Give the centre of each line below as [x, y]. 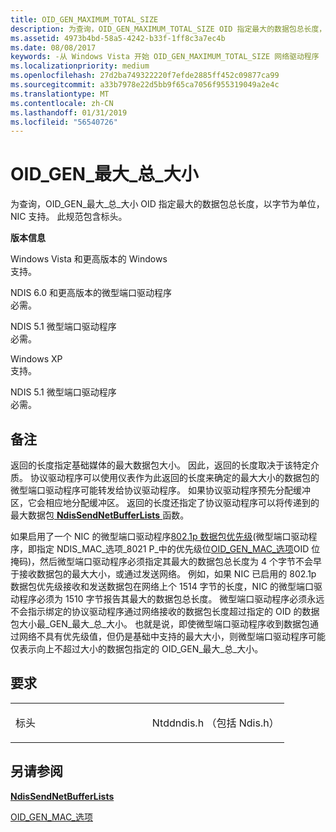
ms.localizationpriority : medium [80, 66]
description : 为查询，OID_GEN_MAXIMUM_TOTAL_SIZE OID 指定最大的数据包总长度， [168, 29]
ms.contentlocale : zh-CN [62, 103]
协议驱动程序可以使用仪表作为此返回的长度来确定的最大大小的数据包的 [174, 477]
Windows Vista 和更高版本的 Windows [89, 259]
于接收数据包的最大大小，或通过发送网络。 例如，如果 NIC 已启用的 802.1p [163, 574]
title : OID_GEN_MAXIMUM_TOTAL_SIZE [84, 19]
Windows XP [36, 359]
